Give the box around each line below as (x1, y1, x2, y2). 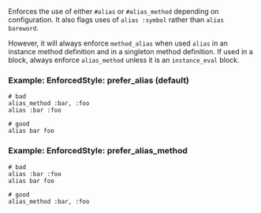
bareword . (8, 24, 39, 32)
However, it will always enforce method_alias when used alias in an (8, 39, 229, 48)
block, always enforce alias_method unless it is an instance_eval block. (8, 55, 240, 64)
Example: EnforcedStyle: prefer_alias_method (8, 145, 188, 156)
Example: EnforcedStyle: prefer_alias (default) (8, 75, 189, 86)
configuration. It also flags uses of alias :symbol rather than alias (8, 15, 225, 24)
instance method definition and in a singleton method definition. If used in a (8, 47, 254, 56)
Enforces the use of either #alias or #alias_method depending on (8, 7, 219, 16)
